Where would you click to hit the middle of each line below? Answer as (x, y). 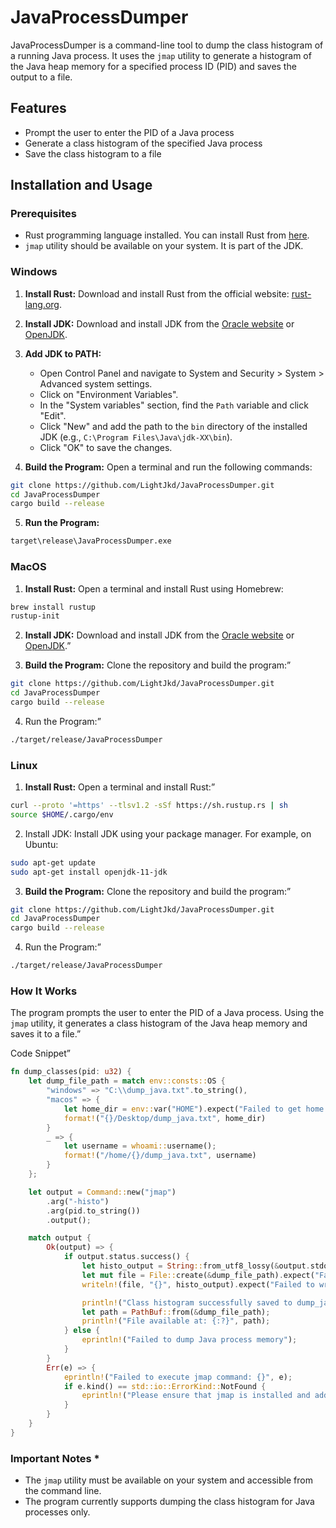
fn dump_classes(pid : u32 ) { (71, 1072)
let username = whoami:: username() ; (140, 1146)
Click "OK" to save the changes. (106, 447)
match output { (60, 1238)
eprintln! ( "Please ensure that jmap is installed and (196, 1396)
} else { (82, 1331)
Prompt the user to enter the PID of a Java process (129, 132)
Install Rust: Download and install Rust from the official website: (157, 293)
